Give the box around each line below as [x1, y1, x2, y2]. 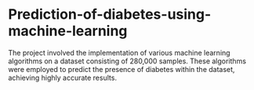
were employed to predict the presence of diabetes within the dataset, [8, 64, 235, 74]
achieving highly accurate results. [8, 73, 118, 82]
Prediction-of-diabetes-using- [8, 5, 212, 23]
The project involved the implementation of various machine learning [8, 48, 230, 57]
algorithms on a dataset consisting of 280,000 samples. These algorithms [8, 56, 247, 66]
